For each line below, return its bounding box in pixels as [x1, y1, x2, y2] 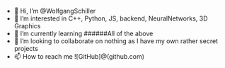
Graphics [13, 22, 41, 30]
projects [13, 45, 39, 52]
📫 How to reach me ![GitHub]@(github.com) [13, 52, 145, 60]
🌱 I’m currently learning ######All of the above [13, 29, 154, 38]
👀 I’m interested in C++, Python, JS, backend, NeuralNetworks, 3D [13, 14, 208, 23]
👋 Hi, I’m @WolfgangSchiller [13, 7, 96, 15]
